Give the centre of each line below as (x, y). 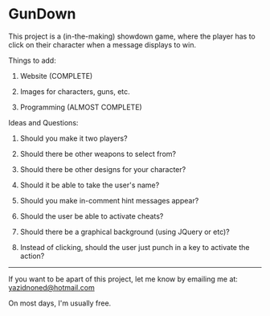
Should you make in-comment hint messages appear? (109, 200)
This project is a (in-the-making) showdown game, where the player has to (132, 36)
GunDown (42, 14)
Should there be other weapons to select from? (98, 154)
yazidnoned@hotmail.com (51, 287)
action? (32, 256)
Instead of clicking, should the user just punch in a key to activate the (135, 247)
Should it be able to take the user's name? (90, 185)
